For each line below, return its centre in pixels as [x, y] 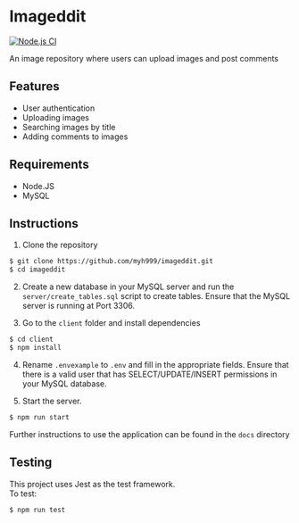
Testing [31, 463]
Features [34, 87]
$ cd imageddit [37, 270]
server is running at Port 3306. [79, 306]
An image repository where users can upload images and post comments [144, 58]
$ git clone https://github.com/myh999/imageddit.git [112, 261]
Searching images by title [69, 127]
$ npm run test [37, 510]
